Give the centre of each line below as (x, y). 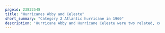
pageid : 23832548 (23, 9)
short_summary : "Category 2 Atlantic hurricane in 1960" (65, 18)
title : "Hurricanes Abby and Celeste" (45, 14)
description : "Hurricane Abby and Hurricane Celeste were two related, (80, 23)
